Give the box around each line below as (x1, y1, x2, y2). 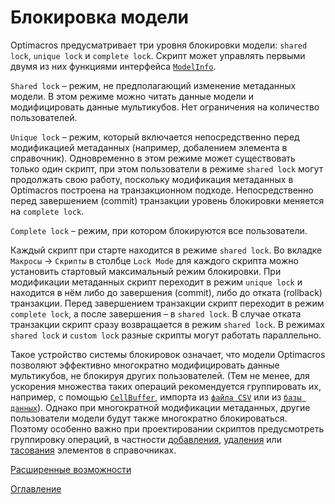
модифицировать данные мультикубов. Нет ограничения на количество (10, 101, 320, 113)
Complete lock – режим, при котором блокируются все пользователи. (10, 224, 308, 236)
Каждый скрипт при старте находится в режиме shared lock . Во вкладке (10, 244, 323, 256)
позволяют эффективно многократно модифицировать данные (10, 359, 280, 371)
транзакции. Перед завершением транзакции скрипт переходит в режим (10, 297, 325, 309)
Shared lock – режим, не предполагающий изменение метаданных (10, 79, 297, 91)
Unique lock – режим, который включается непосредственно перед (10, 131, 300, 143)
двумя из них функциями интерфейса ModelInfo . (10, 60, 217, 72)
